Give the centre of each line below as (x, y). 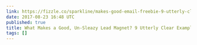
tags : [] (17, 33)
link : (13, 11)
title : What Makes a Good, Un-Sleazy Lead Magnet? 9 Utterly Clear (90, 28)
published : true (26, 22)
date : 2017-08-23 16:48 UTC (40, 17)
